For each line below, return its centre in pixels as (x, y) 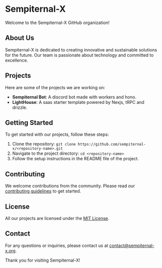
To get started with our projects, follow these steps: (57, 134)
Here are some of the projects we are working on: (55, 87)
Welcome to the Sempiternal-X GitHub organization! (57, 23)
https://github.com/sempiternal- (112, 145)
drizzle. (20, 107)
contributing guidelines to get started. (43, 191)
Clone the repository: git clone (44, 144)
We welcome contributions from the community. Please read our (70, 186)
